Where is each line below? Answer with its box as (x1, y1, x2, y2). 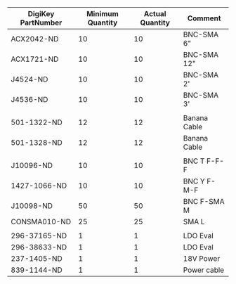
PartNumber (20, 18, 63, 27)
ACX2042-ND (11, 34, 59, 44)
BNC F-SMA (183, 197, 225, 206)
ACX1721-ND (11, 54, 59, 64)
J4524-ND (11, 75, 48, 84)
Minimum (86, 9, 119, 18)
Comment (187, 13, 221, 23)
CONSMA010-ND (11, 217, 72, 226)
